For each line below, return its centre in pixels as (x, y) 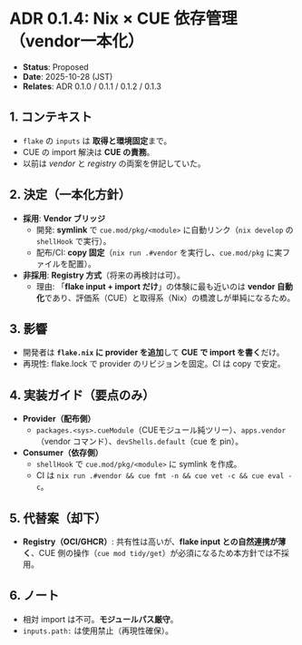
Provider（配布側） (59, 419)
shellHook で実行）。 (73, 240)
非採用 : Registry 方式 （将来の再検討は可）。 (104, 275)
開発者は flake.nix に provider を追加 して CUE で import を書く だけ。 (153, 352)
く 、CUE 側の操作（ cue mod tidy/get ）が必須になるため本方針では (148, 553)
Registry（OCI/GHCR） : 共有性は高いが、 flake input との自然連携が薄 (154, 542)
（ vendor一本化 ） (77, 41)
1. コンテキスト (51, 117)
